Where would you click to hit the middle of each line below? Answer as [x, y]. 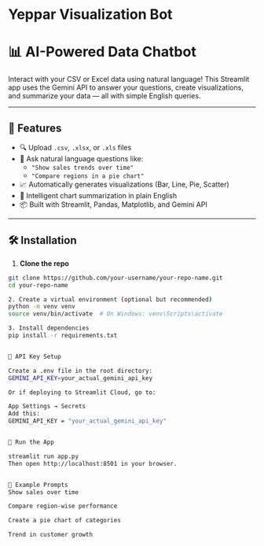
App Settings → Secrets [47, 407]
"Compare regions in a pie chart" [88, 176]
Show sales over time [44, 492]
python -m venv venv [42, 307]
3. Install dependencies [49, 328]
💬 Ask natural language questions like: [81, 158]
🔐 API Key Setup [35, 356]
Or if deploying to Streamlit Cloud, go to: [82, 392]
